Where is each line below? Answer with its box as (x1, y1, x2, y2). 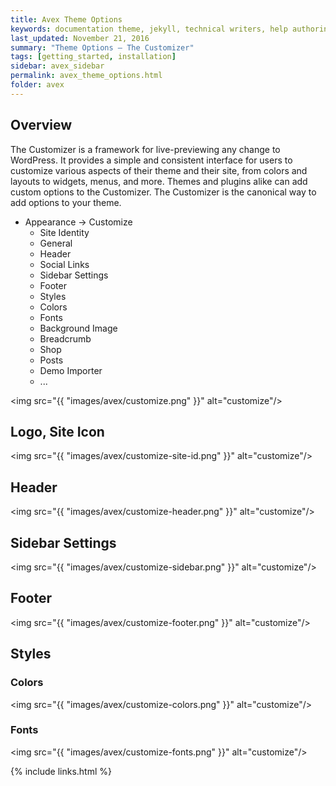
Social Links (39, 258, 90, 270)
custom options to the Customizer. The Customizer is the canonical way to (10, 186, 317, 198)
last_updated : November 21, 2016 (10, 33, 150, 43)
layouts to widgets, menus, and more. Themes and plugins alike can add (10, 175, 308, 187)
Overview (10, 117, 73, 134)
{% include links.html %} (10, 765, 112, 777)
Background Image (39, 322, 118, 334)
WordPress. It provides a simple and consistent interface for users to (10, 154, 293, 166)
